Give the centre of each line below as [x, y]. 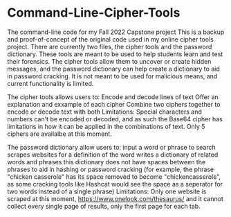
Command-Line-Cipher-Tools [94, 13]
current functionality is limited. [50, 83]
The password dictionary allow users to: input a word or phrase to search [111, 147]
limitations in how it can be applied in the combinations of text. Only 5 [106, 126]
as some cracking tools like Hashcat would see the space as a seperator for [115, 184]
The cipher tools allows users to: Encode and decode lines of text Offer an [113, 97]
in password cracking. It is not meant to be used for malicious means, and [112, 76]
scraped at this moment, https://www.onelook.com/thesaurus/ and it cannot [115, 198]
